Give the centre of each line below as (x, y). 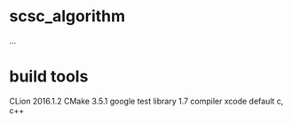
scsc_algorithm (67, 16)
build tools (49, 77)
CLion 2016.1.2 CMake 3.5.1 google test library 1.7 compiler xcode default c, (146, 101)
